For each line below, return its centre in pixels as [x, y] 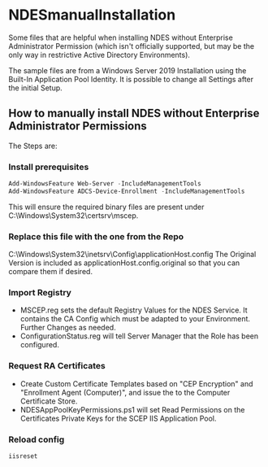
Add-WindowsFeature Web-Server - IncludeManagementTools [105, 184]
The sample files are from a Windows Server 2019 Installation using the [128, 70]
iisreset [23, 456]
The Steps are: [33, 146]
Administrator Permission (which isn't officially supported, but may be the [131, 46]
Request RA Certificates [57, 366]
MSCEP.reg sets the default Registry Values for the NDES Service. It [134, 310]
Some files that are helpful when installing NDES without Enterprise [121, 37]
